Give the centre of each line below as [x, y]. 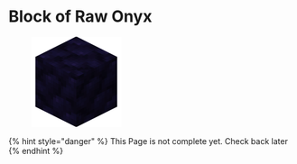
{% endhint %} [36, 150]
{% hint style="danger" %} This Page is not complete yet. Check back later [148, 141]
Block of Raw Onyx [80, 17]
